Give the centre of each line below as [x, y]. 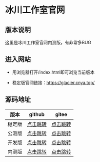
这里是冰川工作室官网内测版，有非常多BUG [48, 42]
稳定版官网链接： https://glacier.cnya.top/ [53, 82]
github [37, 114]
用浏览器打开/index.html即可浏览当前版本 [53, 72]
